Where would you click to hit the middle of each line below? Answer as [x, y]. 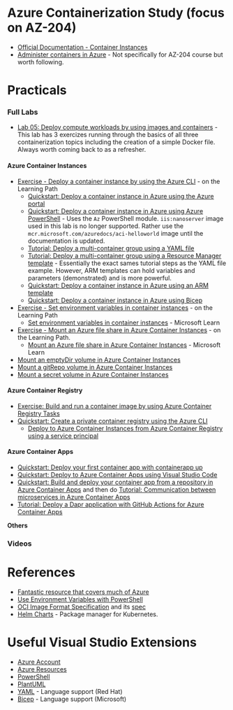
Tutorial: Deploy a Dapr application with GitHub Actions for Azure [111, 504]
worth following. [40, 62]
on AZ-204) [42, 28]
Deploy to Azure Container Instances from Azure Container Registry [125, 428]
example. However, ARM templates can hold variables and [111, 270]
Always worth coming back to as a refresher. [82, 150]
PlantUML [31, 684]
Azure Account [39, 662]
